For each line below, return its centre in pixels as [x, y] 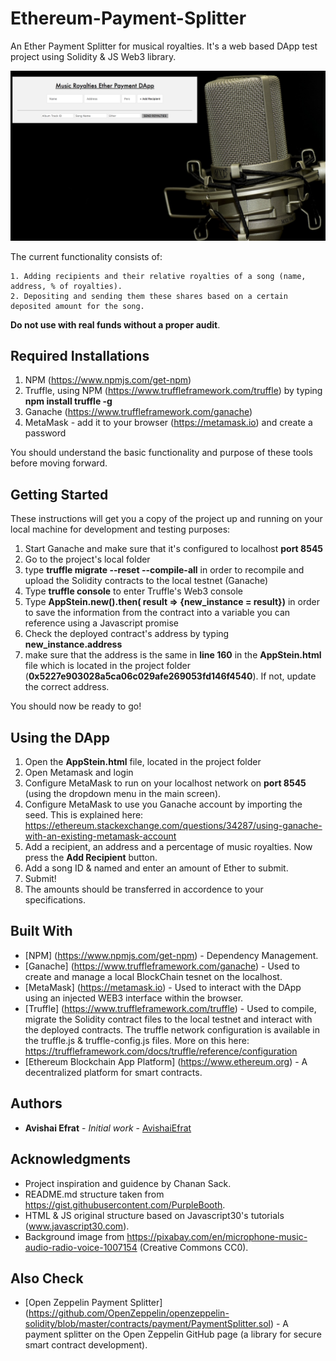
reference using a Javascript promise [101, 623]
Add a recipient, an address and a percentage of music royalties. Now [168, 847]
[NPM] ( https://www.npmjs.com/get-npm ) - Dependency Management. [171, 955]
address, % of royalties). [66, 286]
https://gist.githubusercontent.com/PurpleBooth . [125, 1204]
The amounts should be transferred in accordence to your [144, 889]
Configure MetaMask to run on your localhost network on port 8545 [165, 783]
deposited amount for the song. [77, 306]
